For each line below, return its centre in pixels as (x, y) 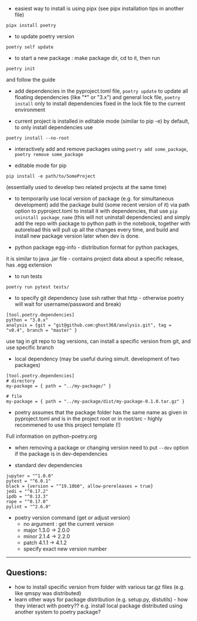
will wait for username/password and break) (68, 304)
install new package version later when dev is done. (77, 236)
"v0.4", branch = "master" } (42, 330)
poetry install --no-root (38, 138)
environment (30, 110)
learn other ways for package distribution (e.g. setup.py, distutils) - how (101, 599)
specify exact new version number (65, 549)
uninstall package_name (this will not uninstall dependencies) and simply (102, 217)
